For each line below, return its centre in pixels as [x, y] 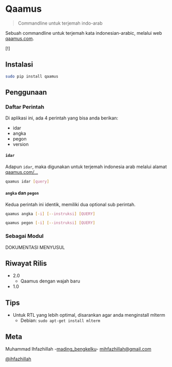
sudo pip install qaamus [32, 76]
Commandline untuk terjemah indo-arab [60, 23]
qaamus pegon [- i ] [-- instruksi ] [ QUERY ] [50, 223]
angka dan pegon [22, 193]
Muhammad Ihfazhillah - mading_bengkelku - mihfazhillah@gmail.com [78, 349]
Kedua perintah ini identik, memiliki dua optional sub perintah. [71, 204]
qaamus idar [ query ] [27, 181]
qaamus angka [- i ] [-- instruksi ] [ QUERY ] [50, 214]
